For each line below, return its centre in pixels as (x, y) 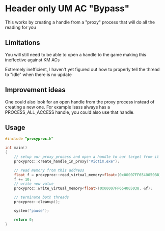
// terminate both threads (41, 197)
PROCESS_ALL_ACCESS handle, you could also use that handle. (70, 112)
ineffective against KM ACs (32, 60)
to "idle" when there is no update (39, 75)
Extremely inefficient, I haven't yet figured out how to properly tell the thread (82, 69)
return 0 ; (24, 219)
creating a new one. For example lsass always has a (58, 107)
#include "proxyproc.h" (29, 139)
